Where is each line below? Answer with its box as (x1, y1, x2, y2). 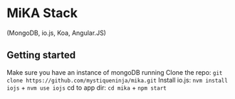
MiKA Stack (6, 5, 78, 21)
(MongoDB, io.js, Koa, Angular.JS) (6, 28, 106, 37)
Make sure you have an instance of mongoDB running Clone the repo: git (6, 68, 223, 76)
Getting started (6, 49, 76, 61)
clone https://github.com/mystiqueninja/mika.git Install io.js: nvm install (6, 75, 229, 84)
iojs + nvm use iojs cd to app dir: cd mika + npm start (6, 83, 167, 92)
